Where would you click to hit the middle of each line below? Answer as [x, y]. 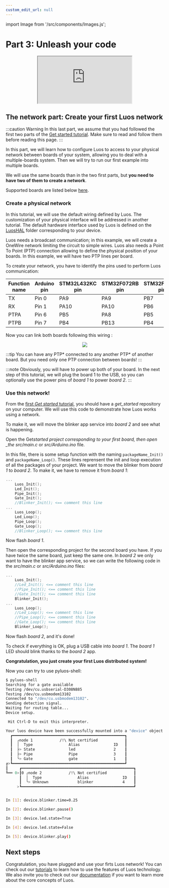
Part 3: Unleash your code [61, 44]
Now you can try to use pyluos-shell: [44, 671]
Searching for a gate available [39, 685]
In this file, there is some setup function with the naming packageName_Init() [84, 454]
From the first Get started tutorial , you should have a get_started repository [83, 404]
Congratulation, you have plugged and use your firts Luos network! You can [84, 864]
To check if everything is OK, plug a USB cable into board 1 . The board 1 [80, 646]
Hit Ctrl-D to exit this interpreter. [48, 722]
